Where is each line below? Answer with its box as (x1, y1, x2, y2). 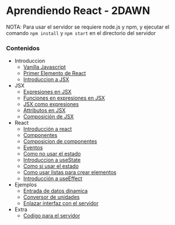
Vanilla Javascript (23, 64, 66, 71)
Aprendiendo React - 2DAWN (6, 4, 150, 17)
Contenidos (6, 44, 40, 52)
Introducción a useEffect (23, 175, 83, 182)
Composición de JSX (23, 113, 74, 120)
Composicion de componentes (23, 138, 97, 145)
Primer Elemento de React (23, 70, 86, 77)
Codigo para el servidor (23, 212, 80, 219)
